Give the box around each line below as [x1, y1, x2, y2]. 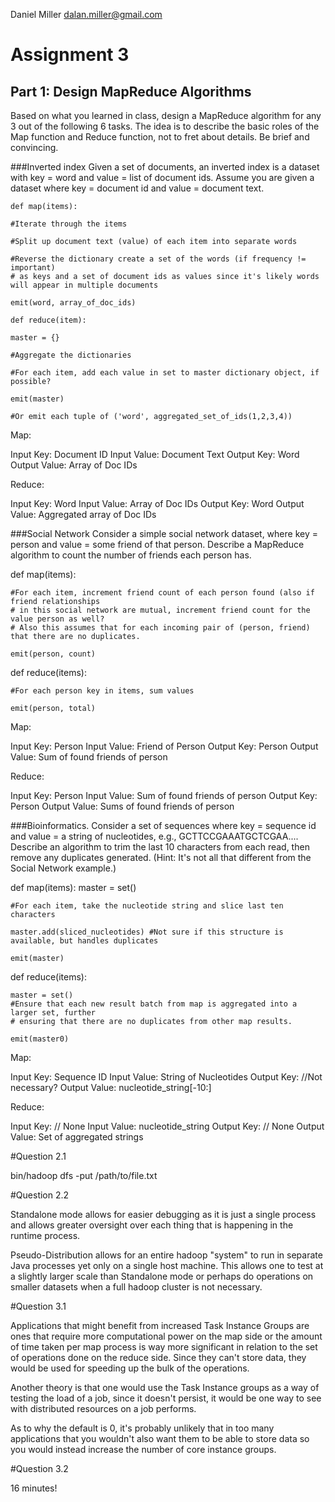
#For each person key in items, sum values [10, 686, 195, 696]
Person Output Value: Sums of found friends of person [10, 800, 235, 812]
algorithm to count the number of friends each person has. [10, 549, 252, 561]
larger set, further [10, 1008, 97, 1018]
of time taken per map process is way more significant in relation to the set [10, 1341, 318, 1353]
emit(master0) [10, 1034, 70, 1044]
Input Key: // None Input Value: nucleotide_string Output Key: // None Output [10, 1120, 325, 1132]
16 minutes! [10, 1482, 58, 1494]
